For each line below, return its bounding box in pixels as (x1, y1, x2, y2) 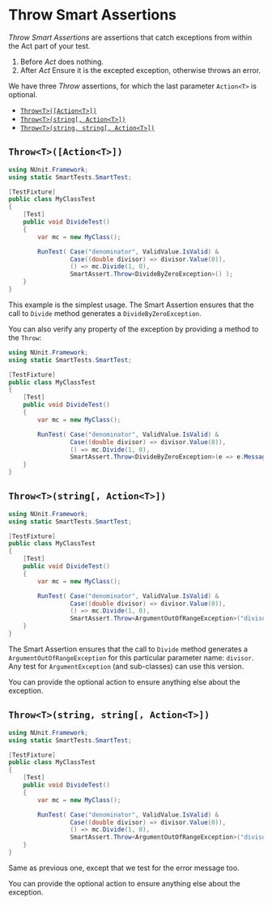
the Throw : (8, 332, 42, 342)
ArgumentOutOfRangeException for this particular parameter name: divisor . (8, 652, 254, 662)
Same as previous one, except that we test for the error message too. (8, 863, 240, 873)
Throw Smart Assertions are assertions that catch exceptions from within (8, 32, 253, 42)
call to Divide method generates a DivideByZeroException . (8, 308, 202, 318)
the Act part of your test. (8, 41, 91, 50)
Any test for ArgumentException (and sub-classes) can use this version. (8, 661, 244, 671)
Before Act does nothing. (19, 57, 104, 66)
